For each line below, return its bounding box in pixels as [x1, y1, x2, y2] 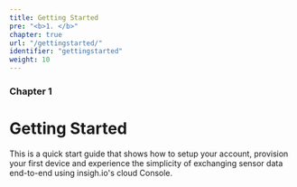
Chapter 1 [9, 85, 52, 98]
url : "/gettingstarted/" [9, 38, 103, 48]
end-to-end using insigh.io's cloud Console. [9, 167, 173, 178]
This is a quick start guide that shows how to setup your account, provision [9, 148, 289, 159]
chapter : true [9, 30, 63, 39]
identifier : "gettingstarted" [9, 47, 124, 56]
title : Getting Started [9, 13, 99, 23]
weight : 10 [9, 55, 51, 64]
